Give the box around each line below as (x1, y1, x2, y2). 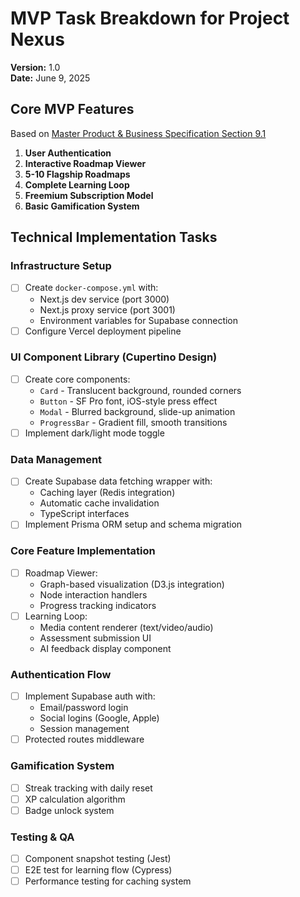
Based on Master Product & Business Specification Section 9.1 (10, 127, 267, 139)
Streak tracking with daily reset (24, 782, 153, 794)
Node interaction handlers (39, 588, 148, 601)
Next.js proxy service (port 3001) (39, 303, 176, 316)
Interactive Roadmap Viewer (24, 157, 147, 169)
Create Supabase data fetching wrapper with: (24, 475, 213, 487)
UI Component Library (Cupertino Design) (10, 350, 218, 364)
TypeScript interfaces (39, 508, 130, 520)
